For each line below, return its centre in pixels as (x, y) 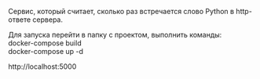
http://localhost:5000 (42, 66)
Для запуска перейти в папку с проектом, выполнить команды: (115, 35)
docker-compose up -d (46, 51)
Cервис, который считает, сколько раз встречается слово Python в (121, 11)
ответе (20, 20)
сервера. (48, 20)
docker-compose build (45, 43)
